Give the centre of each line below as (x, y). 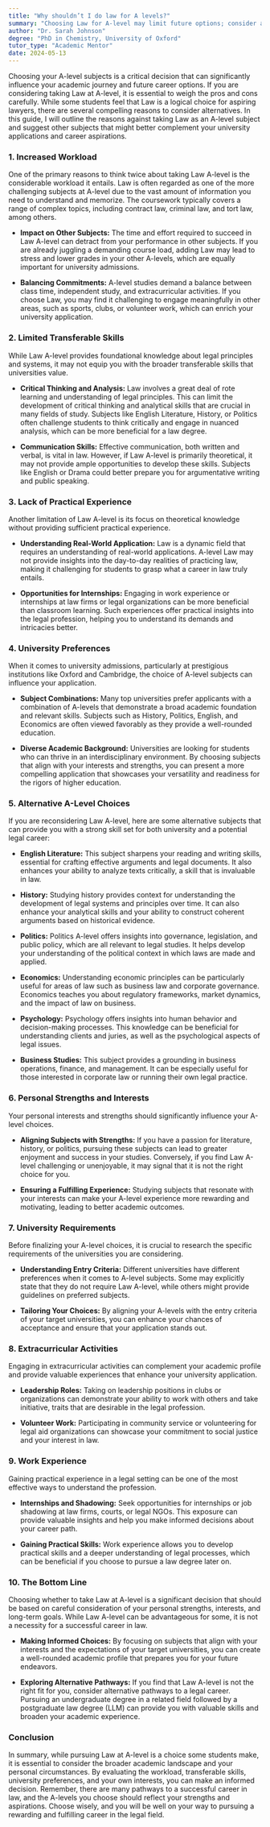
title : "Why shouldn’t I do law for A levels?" (90, 16)
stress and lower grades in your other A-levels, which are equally (127, 259)
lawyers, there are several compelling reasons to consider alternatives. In (129, 110)
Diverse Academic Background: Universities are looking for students (135, 748)
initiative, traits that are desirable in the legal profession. (112, 1407)
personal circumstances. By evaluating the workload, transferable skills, (127, 1772)
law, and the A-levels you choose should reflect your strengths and (119, 1798)
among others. (33, 217)
